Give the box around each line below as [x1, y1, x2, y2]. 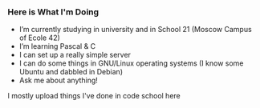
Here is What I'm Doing [7, 6, 100, 18]
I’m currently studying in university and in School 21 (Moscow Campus [18, 25, 252, 34]
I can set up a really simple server [18, 50, 132, 60]
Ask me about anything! [18, 75, 98, 86]
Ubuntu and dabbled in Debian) [18, 67, 124, 77]
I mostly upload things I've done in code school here [7, 91, 181, 101]
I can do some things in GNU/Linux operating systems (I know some [18, 58, 244, 68]
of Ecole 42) [18, 33, 61, 42]
